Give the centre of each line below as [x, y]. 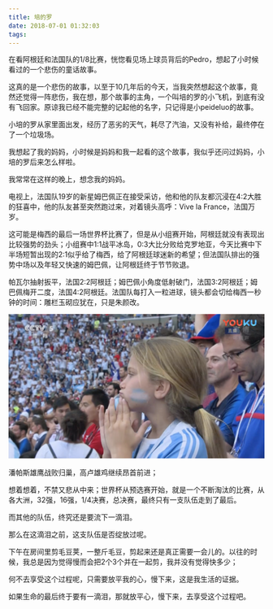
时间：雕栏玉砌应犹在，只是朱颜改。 [83, 302]
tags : [17, 34]
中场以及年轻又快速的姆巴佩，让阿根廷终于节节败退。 [104, 265]
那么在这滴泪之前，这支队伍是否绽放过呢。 [80, 534]
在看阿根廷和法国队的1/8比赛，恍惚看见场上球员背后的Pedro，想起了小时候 [134, 59]
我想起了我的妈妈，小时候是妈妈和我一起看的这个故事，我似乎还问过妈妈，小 [136, 152]
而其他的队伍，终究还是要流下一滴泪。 [72, 517]
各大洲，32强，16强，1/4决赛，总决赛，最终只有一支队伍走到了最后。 [125, 499]
